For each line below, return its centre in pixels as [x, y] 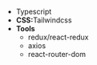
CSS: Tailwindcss [44, 20]
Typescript [34, 12]
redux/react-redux [58, 37]
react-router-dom [57, 54]
